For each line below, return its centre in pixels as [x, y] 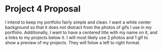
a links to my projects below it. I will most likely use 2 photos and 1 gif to [77, 37]
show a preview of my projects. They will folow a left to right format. [73, 42]
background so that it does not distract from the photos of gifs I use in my [78, 27]
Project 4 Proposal [43, 9]
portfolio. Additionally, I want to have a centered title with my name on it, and [81, 32]
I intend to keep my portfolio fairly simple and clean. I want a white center [78, 22]
